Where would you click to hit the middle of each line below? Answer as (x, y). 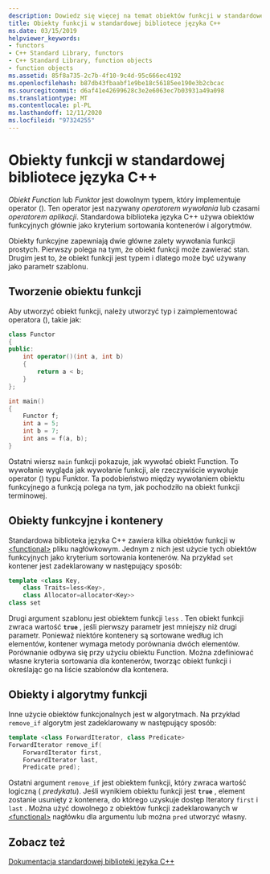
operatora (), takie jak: (45, 319)
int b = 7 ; (41, 431)
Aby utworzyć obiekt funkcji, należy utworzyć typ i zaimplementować (123, 311)
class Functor (32, 334)
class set (25, 603)
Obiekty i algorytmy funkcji (78, 695)
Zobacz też (37, 842)
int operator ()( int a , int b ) (74, 357)
